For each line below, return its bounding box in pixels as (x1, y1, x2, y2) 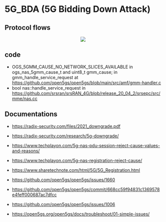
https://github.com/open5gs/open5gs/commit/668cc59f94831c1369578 (11, 186, 160, 192)
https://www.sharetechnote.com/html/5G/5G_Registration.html (11, 167, 140, 173)
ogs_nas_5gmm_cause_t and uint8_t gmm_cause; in (11, 69, 118, 75)
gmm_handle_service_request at (11, 74, 79, 80)
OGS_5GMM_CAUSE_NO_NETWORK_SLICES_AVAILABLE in (11, 64, 133, 70)
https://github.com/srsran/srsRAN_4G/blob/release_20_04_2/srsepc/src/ (11, 90, 161, 96)
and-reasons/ (11, 148, 40, 154)
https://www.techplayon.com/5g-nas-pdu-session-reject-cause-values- (11, 142, 160, 148)
